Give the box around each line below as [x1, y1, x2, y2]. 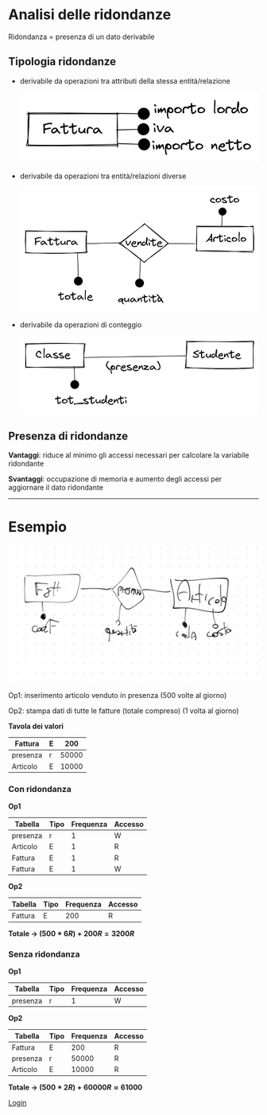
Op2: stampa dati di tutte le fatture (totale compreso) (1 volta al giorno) [8, 706, 240, 715]
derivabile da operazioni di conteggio [19, 320, 142, 329]
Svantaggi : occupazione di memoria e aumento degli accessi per [8, 474, 222, 483]
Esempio [8, 518, 68, 536]
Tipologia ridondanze [8, 55, 117, 68]
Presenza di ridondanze [8, 429, 129, 442]
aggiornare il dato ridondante [8, 482, 103, 492]
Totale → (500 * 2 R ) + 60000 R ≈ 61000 [8, 1082, 143, 1092]
